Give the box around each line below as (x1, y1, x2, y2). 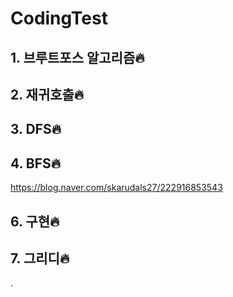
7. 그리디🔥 (10, 250, 70, 267)
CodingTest (10, 7, 108, 30)
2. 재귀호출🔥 (10, 86, 85, 103)
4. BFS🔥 (10, 155, 62, 172)
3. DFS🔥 (10, 121, 62, 138)
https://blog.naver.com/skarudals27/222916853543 (10, 182, 223, 194)
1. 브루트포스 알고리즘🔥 (10, 49, 145, 66)
